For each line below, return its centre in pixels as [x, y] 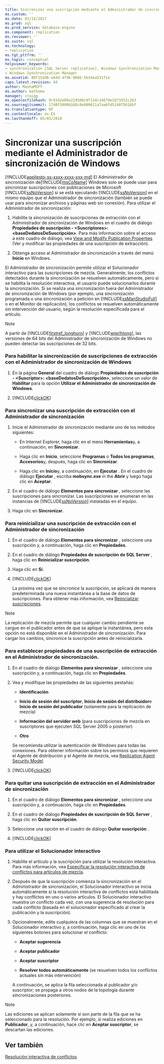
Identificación [34, 692]
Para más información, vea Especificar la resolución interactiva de [79, 867]
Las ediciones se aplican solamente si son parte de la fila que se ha [73, 1014]
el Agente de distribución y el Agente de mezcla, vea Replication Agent [83, 756]
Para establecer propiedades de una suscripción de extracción [81, 651]
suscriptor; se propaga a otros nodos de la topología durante [73, 990]
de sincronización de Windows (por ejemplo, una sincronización [70, 293]
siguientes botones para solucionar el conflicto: [60, 932]
